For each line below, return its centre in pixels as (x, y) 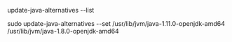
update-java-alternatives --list (51, 10)
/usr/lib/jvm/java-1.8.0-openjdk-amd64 (63, 31)
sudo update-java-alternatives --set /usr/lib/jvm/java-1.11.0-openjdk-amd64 (116, 23)
